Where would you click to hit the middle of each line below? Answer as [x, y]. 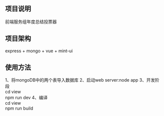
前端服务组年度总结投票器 [31, 22]
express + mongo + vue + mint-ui [39, 51]
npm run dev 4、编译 [27, 98]
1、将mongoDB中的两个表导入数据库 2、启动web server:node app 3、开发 [80, 80]
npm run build [19, 108]
